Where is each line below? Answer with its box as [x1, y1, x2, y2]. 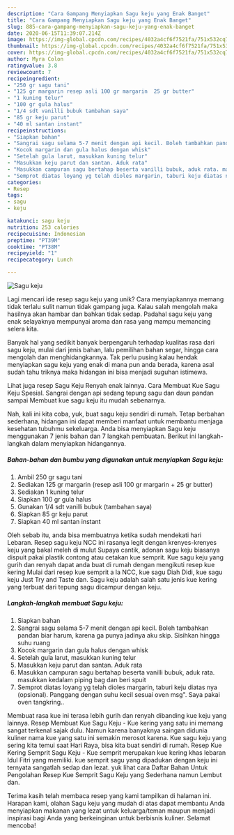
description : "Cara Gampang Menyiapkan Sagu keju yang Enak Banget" [7, 10, 210, 17]
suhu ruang [17, 638, 51, 647]
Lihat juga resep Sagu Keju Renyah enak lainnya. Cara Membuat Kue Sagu [7, 382, 220, 389]
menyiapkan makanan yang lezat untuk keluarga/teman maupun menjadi [7, 806, 215, 815]
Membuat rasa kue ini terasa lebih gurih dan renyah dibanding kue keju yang [7, 711, 227, 719]
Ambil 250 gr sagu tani [17, 472, 83, 481]
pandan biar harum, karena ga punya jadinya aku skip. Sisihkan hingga [17, 631, 220, 639]
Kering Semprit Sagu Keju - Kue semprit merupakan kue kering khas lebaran [7, 748, 226, 757]
